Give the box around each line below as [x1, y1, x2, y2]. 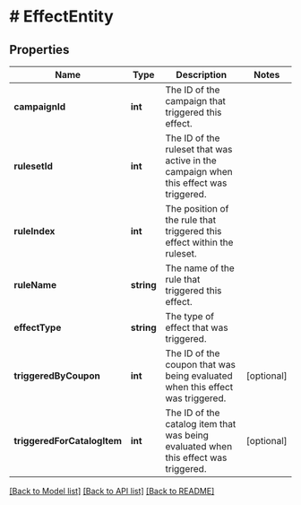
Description [176, 69, 228, 81]
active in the [165, 154, 217, 167]
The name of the [165, 262, 235, 274]
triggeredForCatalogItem [13, 435, 123, 447]
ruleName [13, 279, 56, 291]
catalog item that [165, 418, 236, 430]
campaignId [13, 100, 65, 113]
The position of [165, 203, 229, 214]
